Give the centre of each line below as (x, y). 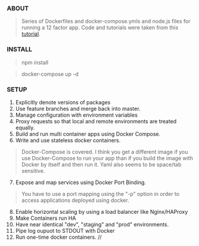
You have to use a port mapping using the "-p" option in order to (100, 194)
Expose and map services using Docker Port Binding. (81, 182)
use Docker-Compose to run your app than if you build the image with (107, 158)
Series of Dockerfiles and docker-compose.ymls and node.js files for (106, 21)
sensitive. (33, 170)
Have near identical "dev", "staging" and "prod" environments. (92, 224)
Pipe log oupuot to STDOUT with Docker (65, 231)
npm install (35, 62)
